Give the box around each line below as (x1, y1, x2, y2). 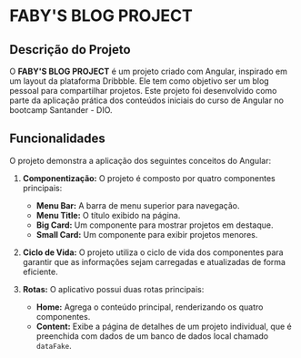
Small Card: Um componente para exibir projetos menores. (35, 229, 258, 240)
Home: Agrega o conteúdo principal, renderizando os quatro (35, 302, 264, 312)
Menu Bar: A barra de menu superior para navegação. (35, 199, 240, 210)
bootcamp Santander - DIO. (9, 105, 113, 115)
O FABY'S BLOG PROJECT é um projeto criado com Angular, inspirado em (9, 66, 288, 77)
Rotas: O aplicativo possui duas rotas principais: (22, 283, 205, 294)
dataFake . (35, 340, 72, 351)
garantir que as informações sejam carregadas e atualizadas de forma (22, 256, 286, 267)
